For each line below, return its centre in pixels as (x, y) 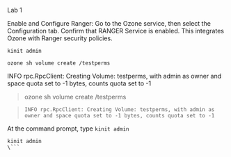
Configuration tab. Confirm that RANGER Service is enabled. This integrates (116, 31)
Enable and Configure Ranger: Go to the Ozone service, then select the (109, 23)
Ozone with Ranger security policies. (60, 38)
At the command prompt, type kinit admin (68, 129)
